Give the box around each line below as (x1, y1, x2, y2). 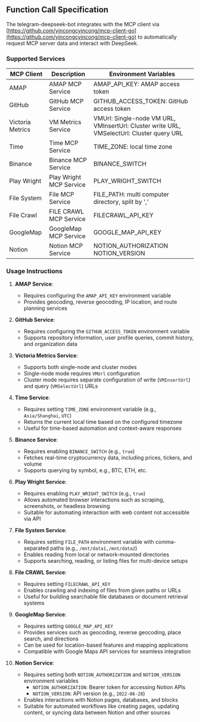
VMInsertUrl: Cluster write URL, (93, 122, 182, 130)
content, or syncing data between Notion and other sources (23, 709, 171, 716)
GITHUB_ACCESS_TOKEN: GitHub (93, 97, 189, 106)
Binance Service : (14, 436, 58, 444)
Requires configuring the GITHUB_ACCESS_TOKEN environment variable (23, 328, 190, 335)
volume (23, 460, 42, 467)
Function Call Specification (6, 5, 109, 15)
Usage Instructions (6, 267, 62, 275)
